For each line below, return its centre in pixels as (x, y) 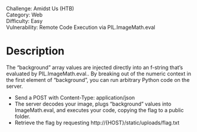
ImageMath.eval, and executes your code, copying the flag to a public (99, 110)
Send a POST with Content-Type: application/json (75, 97)
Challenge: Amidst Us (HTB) (40, 9)
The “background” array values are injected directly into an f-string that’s (95, 67)
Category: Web (24, 15)
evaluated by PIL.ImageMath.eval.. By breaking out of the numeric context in (98, 74)
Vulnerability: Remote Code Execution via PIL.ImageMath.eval (81, 27)
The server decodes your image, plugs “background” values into (93, 104)
